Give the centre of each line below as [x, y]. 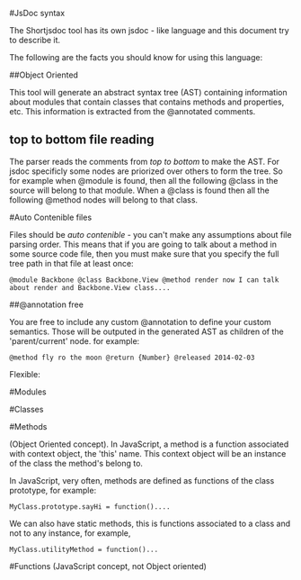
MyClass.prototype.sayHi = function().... [90, 507]
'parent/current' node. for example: [75, 340]
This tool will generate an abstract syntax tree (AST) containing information [148, 92]
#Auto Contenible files [51, 217]
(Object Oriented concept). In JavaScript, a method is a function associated [149, 444]
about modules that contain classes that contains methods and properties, [147, 102]
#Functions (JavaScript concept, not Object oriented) [108, 566]
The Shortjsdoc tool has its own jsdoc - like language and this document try [149, 30]
